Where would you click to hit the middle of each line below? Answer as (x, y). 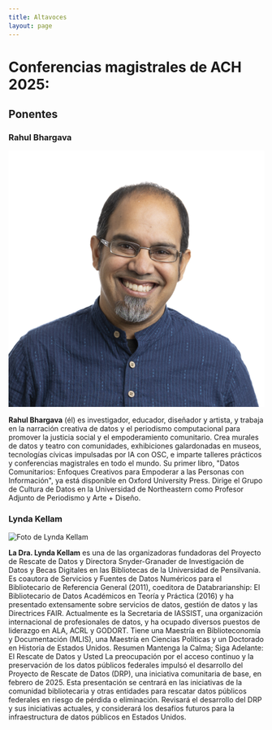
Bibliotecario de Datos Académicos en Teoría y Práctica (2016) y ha (121, 596)
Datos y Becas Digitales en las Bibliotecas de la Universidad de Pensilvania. (135, 570)
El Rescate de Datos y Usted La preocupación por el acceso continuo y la (131, 656)
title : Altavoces (38, 17)
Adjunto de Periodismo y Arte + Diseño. (75, 498)
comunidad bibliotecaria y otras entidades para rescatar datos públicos (128, 691)
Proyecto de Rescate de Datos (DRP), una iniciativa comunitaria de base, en (135, 673)
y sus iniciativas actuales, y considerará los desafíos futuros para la (122, 708)
